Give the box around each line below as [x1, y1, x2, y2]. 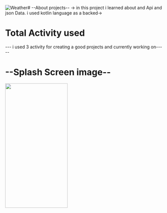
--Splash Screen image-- [5, 67, 111, 78]
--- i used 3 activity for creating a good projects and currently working [5, 44, 150, 50]
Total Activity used [5, 27, 85, 39]
